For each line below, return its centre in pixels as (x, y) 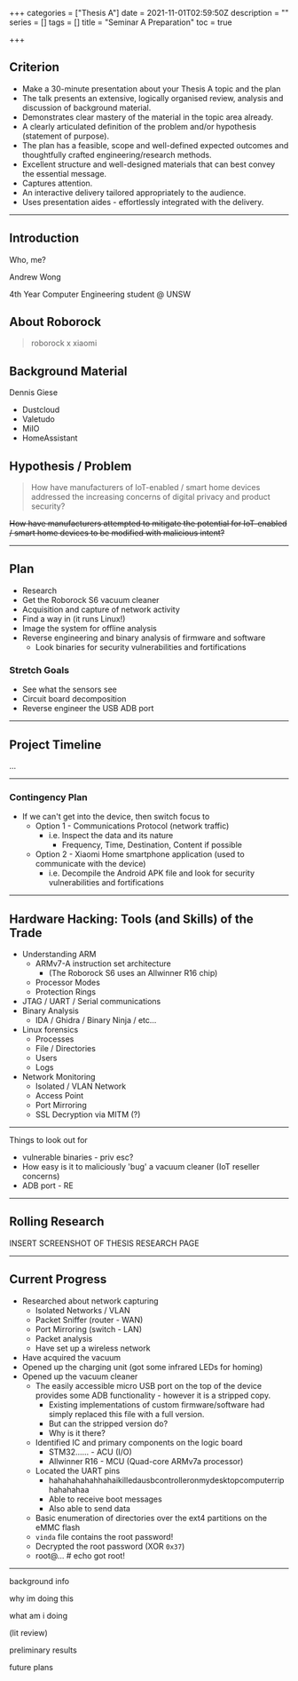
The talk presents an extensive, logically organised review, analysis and (153, 98)
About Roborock (55, 322)
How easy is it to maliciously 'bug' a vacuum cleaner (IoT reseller (141, 1167)
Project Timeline (55, 745)
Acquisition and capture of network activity (101, 609)
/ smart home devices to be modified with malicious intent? (117, 533)
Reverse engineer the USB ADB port (88, 709)
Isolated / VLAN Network (81, 1086)
